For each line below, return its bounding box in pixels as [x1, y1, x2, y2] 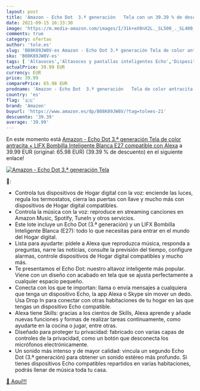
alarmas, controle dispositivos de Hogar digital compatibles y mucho [14, 252, 183, 259]
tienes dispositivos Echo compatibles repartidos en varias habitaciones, [14, 360, 191, 367]
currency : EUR [6, 70, 42, 76]
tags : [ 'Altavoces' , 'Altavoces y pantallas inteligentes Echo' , [6, 58, 171, 64]
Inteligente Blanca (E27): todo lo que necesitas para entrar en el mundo [14, 227, 190, 234]
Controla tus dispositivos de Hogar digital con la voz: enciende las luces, [14, 189, 193, 196]
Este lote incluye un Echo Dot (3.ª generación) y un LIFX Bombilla [14, 221, 176, 228]
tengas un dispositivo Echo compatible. [14, 303, 112, 310]
